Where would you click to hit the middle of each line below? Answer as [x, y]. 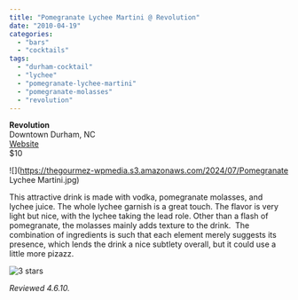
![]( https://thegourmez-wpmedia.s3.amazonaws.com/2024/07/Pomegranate [149, 170]
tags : [19, 59]
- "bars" [33, 42]
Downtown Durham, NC [52, 135]
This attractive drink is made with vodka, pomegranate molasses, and [136, 197]
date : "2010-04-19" [45, 26]
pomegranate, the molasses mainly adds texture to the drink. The [129, 225]
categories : [31, 34]
